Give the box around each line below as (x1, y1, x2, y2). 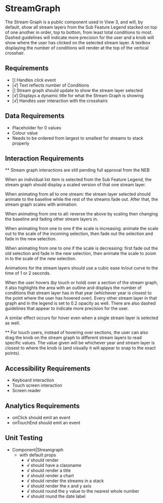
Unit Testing (5, 434, 43, 442)
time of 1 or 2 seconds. (5, 270, 51, 276)
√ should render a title (26, 467, 71, 473)
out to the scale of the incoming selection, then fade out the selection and (5, 231, 153, 236)
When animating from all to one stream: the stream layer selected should (5, 191, 151, 197)
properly (12, 140, 30, 146)
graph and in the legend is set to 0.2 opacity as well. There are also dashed (5, 300, 156, 306)
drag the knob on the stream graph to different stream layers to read (5, 335, 142, 341)
